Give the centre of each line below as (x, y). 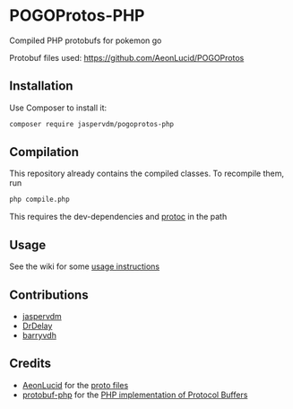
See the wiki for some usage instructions (85, 266)
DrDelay (37, 326)
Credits (30, 364)
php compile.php (39, 200)
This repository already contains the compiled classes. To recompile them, (147, 174)
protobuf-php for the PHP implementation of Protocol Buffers (135, 395)
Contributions (49, 295)
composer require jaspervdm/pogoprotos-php (92, 124)
